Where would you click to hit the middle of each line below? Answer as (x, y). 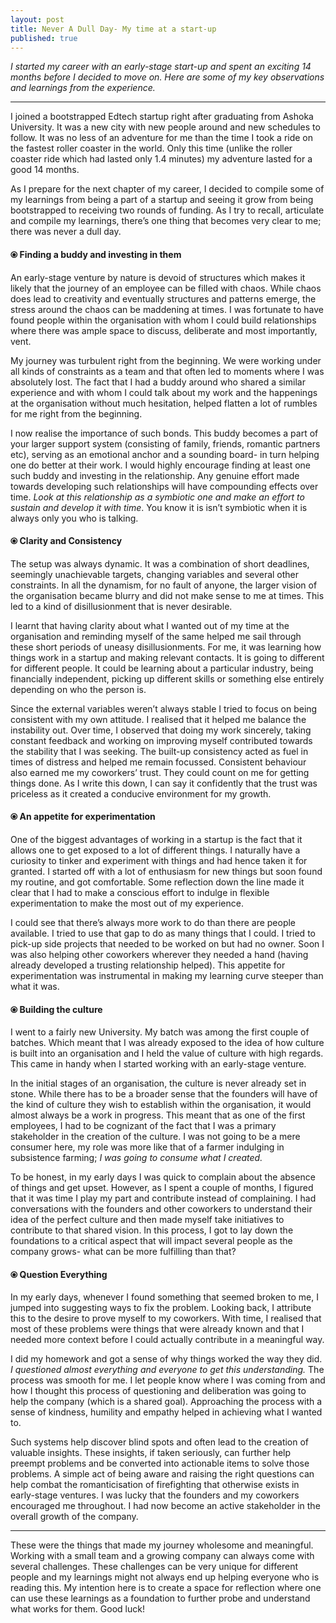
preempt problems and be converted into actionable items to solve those (160, 1463)
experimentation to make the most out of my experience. (127, 903)
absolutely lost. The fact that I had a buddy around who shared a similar (158, 382)
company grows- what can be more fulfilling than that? (123, 1252)
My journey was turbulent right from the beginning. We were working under (166, 360)
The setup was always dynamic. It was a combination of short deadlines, (160, 563)
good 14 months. (45, 170)
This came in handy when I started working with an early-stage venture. (158, 1064)
